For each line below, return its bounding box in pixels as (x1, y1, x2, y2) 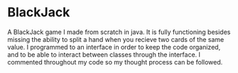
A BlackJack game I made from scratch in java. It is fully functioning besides (7, 28, 231, 36)
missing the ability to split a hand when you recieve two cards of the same (7, 35, 225, 43)
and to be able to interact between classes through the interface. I (7, 50, 201, 59)
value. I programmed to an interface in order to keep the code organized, (7, 43, 221, 51)
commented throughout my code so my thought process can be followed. (7, 57, 223, 66)
